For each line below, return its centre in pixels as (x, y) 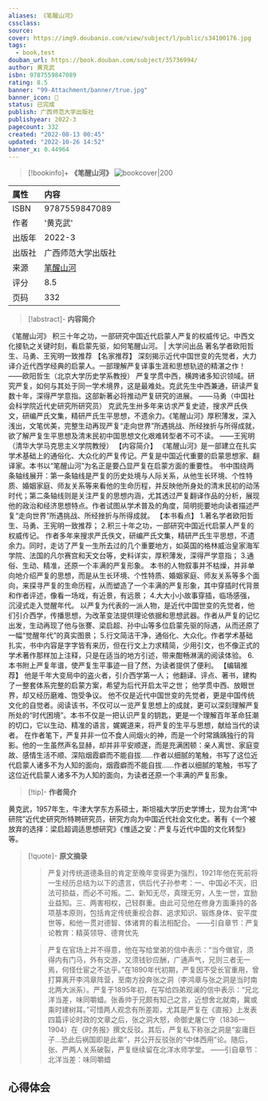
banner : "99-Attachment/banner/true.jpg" (78, 90)
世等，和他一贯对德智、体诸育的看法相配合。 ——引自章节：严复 (154, 923)
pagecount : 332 (33, 127)
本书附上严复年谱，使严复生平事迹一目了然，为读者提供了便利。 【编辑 (124, 665)
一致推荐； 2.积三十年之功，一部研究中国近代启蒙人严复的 (159, 526)
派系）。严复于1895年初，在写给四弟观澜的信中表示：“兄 (161, 990)
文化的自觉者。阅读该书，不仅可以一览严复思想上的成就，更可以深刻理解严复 (134, 705)
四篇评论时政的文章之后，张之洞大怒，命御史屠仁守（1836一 (146, 1020)
